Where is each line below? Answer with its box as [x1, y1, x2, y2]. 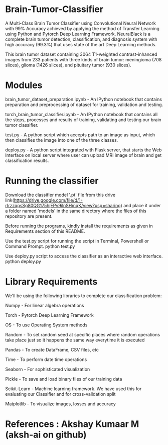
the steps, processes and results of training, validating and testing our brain [5, 117, 161, 123]
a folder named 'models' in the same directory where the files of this [5, 208, 146, 214]
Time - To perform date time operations [5, 356, 87, 363]
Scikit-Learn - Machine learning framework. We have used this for [5, 386, 142, 392]
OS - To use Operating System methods [5, 322, 88, 328]
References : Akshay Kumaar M [5, 418, 139, 429]
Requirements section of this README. [5, 228, 85, 234]
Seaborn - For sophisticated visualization [5, 366, 90, 372]
